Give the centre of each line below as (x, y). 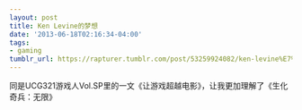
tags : (19, 42)
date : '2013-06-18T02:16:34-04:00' (76, 34)
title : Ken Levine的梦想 (54, 26)
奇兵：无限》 (33, 97)
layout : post (34, 17)
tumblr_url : (31, 59)
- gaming (26, 51)
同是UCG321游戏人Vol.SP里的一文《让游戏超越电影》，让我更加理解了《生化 (149, 85)
